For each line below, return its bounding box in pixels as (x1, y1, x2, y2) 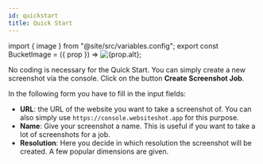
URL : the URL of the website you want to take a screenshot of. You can (19, 104, 252, 114)
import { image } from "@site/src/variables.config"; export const (8, 41, 219, 50)
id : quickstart (8, 11, 59, 20)
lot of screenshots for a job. (19, 129, 111, 139)
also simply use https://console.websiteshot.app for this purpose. (19, 112, 240, 122)
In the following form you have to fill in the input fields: (8, 88, 187, 98)
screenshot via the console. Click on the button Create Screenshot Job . (8, 73, 245, 83)
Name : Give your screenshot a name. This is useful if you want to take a (19, 121, 256, 131)
